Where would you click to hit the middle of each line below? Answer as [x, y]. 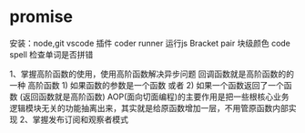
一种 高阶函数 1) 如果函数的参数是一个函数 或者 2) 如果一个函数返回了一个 [147, 85]
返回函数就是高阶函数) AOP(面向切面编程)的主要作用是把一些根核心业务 [156, 97]
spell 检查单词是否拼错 [51, 54]
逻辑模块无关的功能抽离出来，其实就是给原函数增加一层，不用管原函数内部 [149, 107]
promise [41, 17]
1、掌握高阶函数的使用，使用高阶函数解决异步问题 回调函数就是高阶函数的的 [152, 74]
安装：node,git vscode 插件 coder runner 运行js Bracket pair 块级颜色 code [150, 43]
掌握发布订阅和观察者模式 [81, 119]
